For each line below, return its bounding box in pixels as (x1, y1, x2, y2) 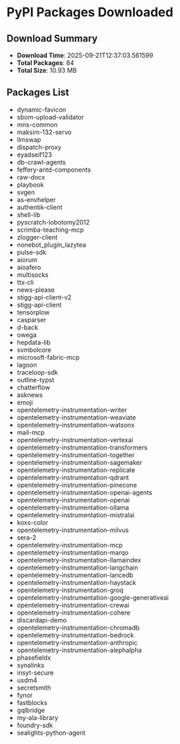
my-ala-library (16, 713, 59, 721)
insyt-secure (16, 668, 54, 677)
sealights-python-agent (16, 728, 86, 737)
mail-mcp (16, 428, 45, 437)
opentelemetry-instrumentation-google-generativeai (16, 593, 169, 601)
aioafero (16, 263, 41, 271)
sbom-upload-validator (16, 112, 84, 121)
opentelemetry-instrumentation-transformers (16, 443, 148, 451)
